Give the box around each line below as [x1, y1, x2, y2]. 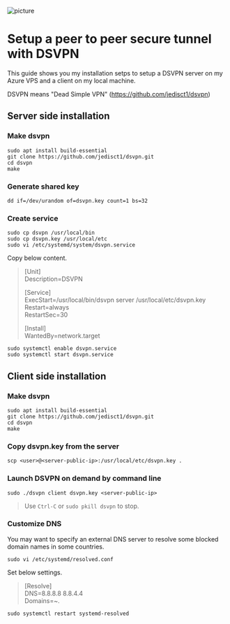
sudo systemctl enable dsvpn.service [7, 345, 117, 352]
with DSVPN [7, 46, 79, 62]
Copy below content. [7, 254, 68, 262]
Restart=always [24, 303, 70, 312]
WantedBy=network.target [24, 332, 100, 340]
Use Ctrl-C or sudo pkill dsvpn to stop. [24, 502, 139, 510]
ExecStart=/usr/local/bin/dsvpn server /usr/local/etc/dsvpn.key [24, 296, 206, 304]
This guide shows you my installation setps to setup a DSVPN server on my [7, 68, 223, 77]
